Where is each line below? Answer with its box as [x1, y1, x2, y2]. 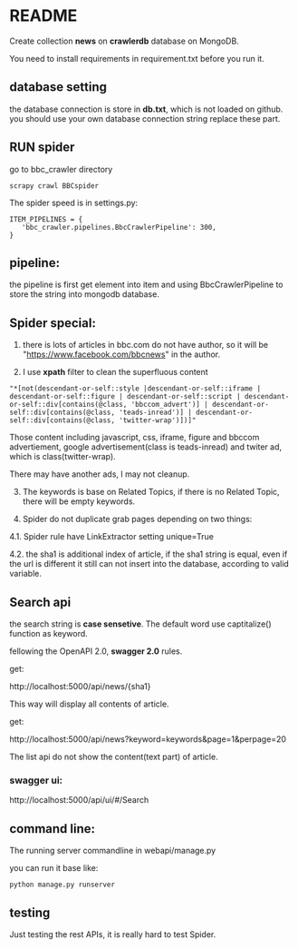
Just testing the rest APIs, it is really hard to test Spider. [9, 928, 216, 940]
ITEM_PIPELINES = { [9, 214, 83, 223]
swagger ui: [9, 774, 63, 786]
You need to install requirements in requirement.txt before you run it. [9, 53, 264, 64]
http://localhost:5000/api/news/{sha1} [9, 681, 151, 691]
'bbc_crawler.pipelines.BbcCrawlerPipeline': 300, [21, 222, 217, 232]
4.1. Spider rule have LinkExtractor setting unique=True [9, 531, 215, 542]
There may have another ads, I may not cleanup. [9, 469, 190, 479]
